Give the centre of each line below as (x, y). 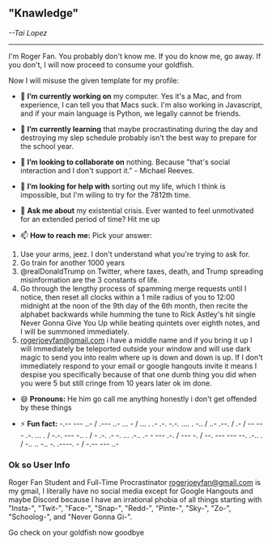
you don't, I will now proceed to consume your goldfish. (101, 65)
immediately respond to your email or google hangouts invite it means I (138, 366)
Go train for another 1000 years (72, 262)
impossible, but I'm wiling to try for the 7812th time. (106, 194)
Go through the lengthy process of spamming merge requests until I (133, 288)
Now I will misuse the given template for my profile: (94, 80)
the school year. (47, 146)
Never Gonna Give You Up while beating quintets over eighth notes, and (140, 322)
